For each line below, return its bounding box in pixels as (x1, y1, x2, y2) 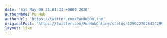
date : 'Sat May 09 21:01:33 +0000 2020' (5, 7, 90, 12)
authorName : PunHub (5, 12, 46, 17)
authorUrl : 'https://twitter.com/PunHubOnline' (5, 16, 106, 21)
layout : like (5, 26, 32, 31)
